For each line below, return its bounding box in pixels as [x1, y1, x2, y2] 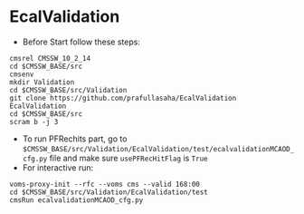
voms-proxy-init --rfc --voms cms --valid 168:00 [9, 180, 201, 189]
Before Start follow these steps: [22, 36, 140, 47]
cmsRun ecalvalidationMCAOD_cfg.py [9, 195, 144, 205]
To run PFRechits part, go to [22, 133, 128, 144]
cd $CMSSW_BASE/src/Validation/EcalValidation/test [9, 188, 208, 197]
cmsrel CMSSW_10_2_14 [9, 53, 91, 63]
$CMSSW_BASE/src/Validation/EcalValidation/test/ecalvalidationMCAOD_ [22, 144, 295, 153]
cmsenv [9, 70, 34, 79]
